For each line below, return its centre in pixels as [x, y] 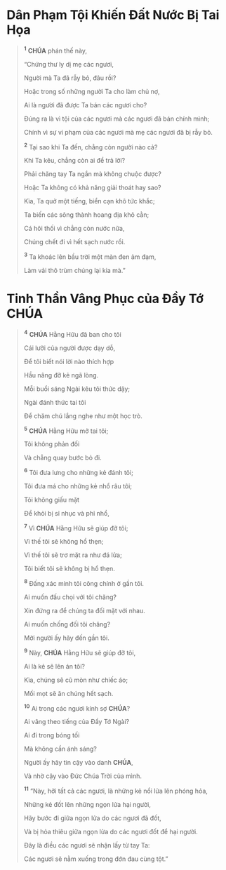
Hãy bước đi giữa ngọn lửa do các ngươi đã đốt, [93, 818]
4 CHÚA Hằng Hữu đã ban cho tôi [73, 333]
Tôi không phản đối [52, 444]
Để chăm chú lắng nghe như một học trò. [83, 416]
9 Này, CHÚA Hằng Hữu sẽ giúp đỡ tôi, [80, 652]
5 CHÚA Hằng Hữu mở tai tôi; [66, 430]
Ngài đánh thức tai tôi [55, 402]
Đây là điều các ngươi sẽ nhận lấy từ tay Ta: [87, 845]
